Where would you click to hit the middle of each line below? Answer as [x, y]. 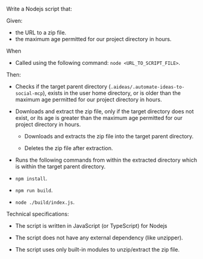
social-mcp [29, 94]
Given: [14, 21]
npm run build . [34, 190]
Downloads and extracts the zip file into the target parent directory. [109, 136]
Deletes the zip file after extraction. [68, 148]
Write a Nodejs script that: [39, 9]
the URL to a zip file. [41, 32]
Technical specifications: [38, 214]
